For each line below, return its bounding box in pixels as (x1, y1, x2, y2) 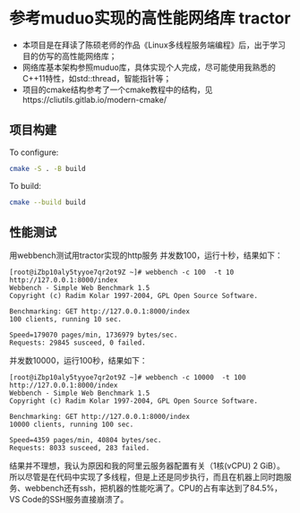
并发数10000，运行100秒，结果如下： (9, 355, 148, 366)
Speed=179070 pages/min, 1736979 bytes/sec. (9, 330, 178, 340)
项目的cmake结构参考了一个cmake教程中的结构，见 (21, 84, 213, 95)
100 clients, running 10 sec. (9, 315, 123, 324)
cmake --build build (9, 198, 87, 207)
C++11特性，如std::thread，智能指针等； (21, 73, 172, 83)
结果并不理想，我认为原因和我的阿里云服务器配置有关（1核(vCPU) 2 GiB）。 (9, 460, 285, 471)
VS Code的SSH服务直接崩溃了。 (9, 494, 129, 505)
